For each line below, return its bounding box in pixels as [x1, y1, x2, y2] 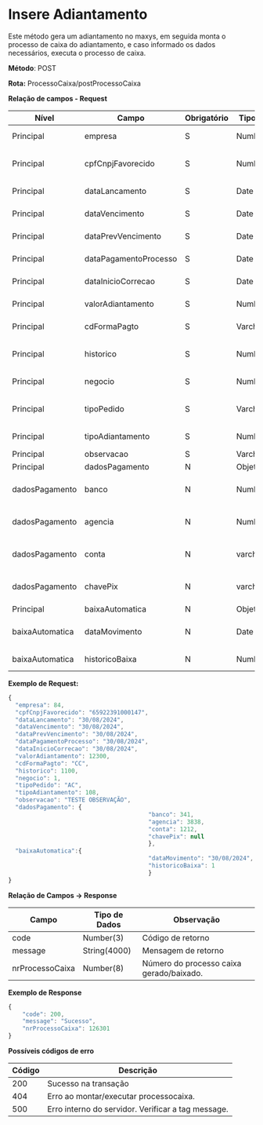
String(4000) [82, 944, 131, 955]
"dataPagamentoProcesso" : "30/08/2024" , [15, 738, 149, 746]
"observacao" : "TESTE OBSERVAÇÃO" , [15, 796, 131, 804]
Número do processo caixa [142, 958, 242, 969]
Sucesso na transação [47, 1078, 129, 1089]
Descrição [118, 1065, 158, 1076]
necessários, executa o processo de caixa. [8, 48, 146, 57]
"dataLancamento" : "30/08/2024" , [15, 716, 124, 724]
